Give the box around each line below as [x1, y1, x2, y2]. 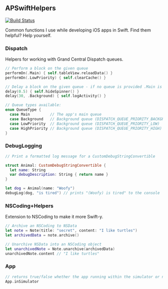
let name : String [9, 167, 46, 172]
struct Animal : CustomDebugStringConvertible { [5, 163, 106, 168]
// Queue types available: [5, 103, 61, 108]
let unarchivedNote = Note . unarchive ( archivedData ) [5, 246, 115, 251]
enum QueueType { [5, 107, 41, 112]
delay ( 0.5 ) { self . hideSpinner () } [5, 89, 79, 94]
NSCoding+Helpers [5, 202, 53, 209]
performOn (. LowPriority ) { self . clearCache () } [5, 75, 106, 80]
